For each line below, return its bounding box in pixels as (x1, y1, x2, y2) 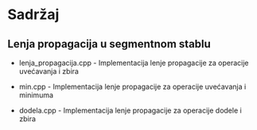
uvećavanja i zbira (18, 67, 79, 76)
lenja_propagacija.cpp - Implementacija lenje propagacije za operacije (18, 58, 249, 67)
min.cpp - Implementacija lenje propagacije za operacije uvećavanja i (18, 82, 247, 91)
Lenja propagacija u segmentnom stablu (7, 37, 212, 51)
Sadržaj (7, 6, 60, 24)
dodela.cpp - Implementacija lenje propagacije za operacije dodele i (18, 105, 242, 115)
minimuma (18, 90, 53, 100)
